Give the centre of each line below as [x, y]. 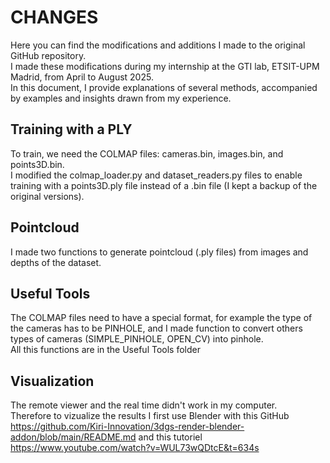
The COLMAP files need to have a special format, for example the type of [161, 318]
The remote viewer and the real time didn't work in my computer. [144, 405]
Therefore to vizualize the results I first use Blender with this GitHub [150, 416]
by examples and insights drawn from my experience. [121, 98]
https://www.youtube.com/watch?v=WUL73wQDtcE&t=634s [135, 448]
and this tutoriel [170, 437]
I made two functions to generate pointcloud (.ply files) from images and [159, 252]
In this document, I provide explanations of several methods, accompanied [164, 87]
